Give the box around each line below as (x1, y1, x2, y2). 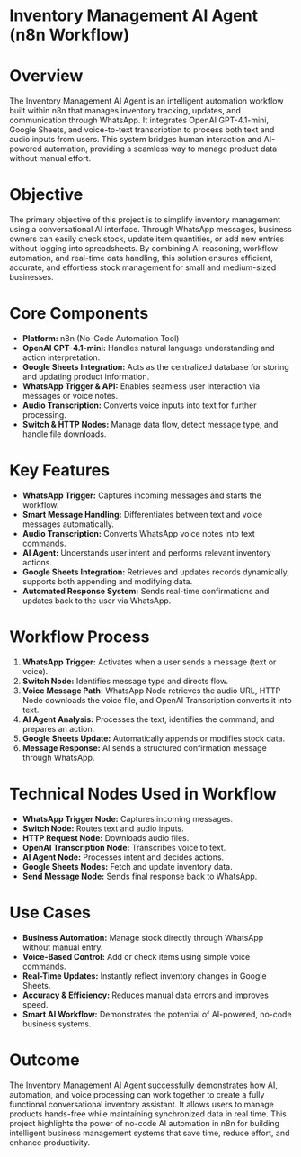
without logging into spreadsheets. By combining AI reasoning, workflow (9, 243, 279, 254)
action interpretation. (22, 352, 101, 363)
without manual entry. (22, 942, 103, 953)
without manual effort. (9, 153, 92, 164)
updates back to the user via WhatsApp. (22, 595, 172, 606)
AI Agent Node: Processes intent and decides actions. (22, 852, 225, 863)
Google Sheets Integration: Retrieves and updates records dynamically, (22, 566, 289, 577)
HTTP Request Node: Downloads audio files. (22, 832, 190, 843)
